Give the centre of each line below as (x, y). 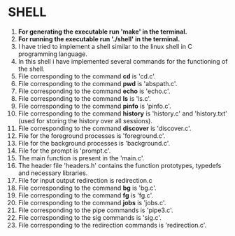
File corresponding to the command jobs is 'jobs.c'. (92, 202)
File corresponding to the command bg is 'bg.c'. (87, 188)
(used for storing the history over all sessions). (85, 120)
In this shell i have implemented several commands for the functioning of (123, 61)
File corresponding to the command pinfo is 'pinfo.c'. (95, 106)
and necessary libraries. (53, 173)
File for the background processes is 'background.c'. (94, 143)
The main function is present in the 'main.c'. (81, 158)
